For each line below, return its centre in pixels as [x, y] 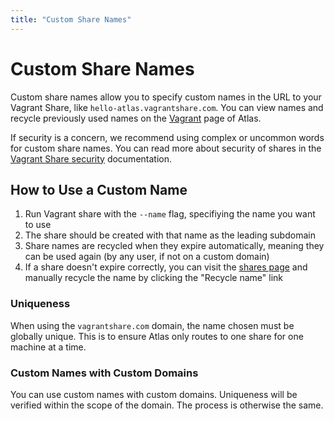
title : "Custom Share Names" [71, 19]
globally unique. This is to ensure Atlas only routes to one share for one [157, 336]
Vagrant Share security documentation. [91, 158]
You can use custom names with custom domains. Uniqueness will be [154, 394]
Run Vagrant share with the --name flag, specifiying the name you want [170, 214]
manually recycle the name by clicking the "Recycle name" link [154, 278]
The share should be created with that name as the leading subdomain [170, 235]
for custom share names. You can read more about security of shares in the [166, 148]
